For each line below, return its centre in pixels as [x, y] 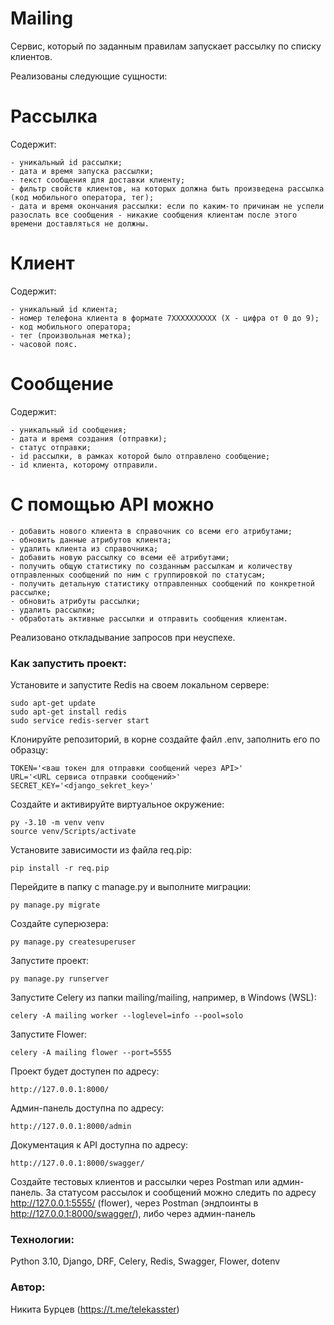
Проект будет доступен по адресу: [85, 1071]
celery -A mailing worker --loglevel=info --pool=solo [127, 1015]
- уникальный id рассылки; [66, 162]
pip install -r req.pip [60, 868]
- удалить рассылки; [53, 610]
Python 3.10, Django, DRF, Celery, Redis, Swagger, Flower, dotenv [145, 1261]
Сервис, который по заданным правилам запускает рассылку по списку [166, 46]
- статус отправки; [51, 447]
